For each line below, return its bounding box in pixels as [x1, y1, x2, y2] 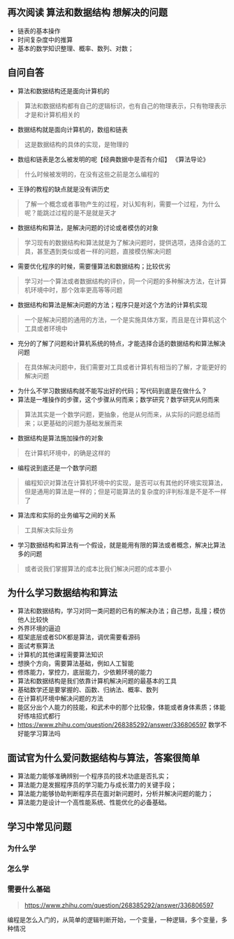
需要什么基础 [7, 884, 51, 894]
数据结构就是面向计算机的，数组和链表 [17, 125, 128, 133]
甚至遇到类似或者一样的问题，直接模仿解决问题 [36, 247, 172, 255]
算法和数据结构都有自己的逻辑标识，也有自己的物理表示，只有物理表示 [24, 101, 227, 110]
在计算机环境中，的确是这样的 [24, 448, 110, 457]
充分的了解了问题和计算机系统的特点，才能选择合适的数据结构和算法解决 [17, 339, 226, 347]
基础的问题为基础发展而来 [48, 419, 123, 427]
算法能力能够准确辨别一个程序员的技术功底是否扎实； [17, 772, 171, 781]
